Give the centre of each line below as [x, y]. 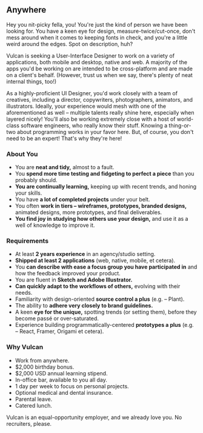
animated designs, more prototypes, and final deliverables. [88, 212]
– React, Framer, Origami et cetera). [59, 331]
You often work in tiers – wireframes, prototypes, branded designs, [101, 206]
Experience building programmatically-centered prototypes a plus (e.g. [104, 325]
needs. [24, 293]
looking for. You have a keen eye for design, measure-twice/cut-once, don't [101, 31]
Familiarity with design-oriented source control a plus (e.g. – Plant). [100, 299]
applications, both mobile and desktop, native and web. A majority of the [97, 62]
